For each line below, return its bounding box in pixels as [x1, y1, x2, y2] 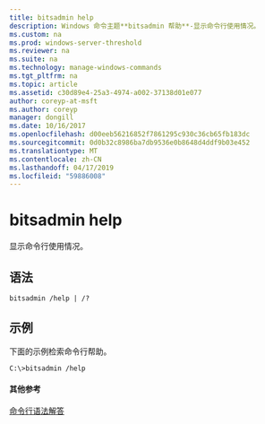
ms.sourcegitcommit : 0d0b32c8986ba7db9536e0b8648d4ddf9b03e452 [9, 138, 251, 147]
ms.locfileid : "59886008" [9, 171, 106, 180]
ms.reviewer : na [9, 47, 70, 56]
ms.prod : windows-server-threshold [9, 38, 142, 48]
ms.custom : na [9, 30, 63, 39]
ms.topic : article [9, 80, 78, 89]
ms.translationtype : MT [9, 146, 98, 155]
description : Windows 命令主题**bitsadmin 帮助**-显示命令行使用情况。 [9, 22, 261, 30]
